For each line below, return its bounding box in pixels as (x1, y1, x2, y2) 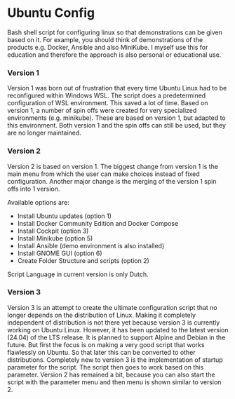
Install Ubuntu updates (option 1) (17, 212, 112, 220)
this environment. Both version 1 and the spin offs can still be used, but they (7, 121, 227, 130)
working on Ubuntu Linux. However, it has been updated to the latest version (7, 325, 229, 334)
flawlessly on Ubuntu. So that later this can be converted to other (7, 348, 196, 356)
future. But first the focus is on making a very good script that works (7, 340, 205, 349)
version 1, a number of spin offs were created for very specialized (7, 107, 197, 115)
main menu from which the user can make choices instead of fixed (7, 170, 200, 178)
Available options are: (7, 198, 70, 206)
